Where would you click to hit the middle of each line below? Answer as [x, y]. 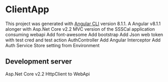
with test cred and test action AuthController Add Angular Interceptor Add [83, 40]
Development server [39, 62]
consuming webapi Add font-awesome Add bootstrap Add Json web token [84, 34]
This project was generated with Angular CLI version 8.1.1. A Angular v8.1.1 [83, 24]
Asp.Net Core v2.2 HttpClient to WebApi [48, 74]
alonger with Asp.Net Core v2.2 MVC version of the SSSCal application [80, 29]
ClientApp [27, 9]
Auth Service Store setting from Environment [52, 45]
